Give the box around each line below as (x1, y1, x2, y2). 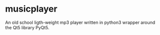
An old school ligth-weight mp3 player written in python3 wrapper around (5, 19, 156, 25)
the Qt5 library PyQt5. (5, 24, 50, 30)
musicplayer (5, 3, 58, 15)
